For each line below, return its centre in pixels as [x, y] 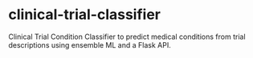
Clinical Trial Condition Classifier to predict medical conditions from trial [127, 37]
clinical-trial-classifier [84, 15]
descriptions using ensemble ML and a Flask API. [90, 44]
